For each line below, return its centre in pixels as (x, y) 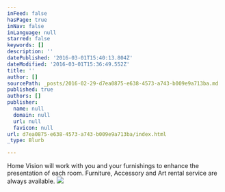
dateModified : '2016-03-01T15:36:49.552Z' (68, 64)
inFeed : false (27, 13)
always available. (31, 181)
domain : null (32, 115)
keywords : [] (26, 45)
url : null (27, 121)
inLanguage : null (32, 32)
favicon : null (33, 128)
